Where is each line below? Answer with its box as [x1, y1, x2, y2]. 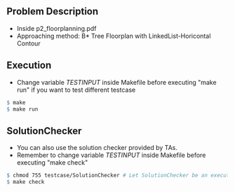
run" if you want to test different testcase [16, 85, 136, 94]
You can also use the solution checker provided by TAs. [16, 144, 178, 152]
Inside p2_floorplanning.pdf [16, 24, 97, 32]
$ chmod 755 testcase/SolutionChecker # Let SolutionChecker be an [6, 172, 208, 179]
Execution [6, 60, 52, 71]
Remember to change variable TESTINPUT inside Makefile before [16, 151, 206, 160]
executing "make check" [16, 158, 88, 167]
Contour [16, 39, 41, 48]
